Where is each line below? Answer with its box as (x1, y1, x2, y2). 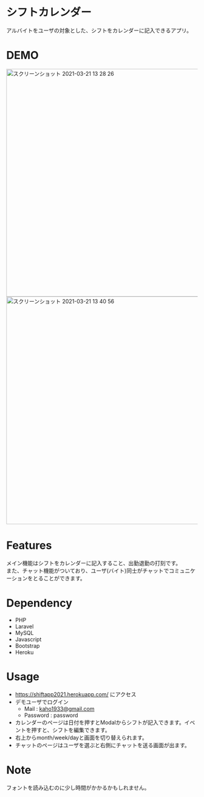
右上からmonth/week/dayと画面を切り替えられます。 (15, 734, 148, 741)
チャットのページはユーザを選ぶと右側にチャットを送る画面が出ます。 (15, 741, 190, 748)
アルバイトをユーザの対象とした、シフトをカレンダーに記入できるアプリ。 (6, 27, 192, 34)
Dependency (6, 596, 73, 610)
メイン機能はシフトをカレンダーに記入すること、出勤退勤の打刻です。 (6, 559, 182, 566)
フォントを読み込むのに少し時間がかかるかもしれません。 (6, 784, 150, 791)
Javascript (15, 636, 42, 643)
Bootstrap (15, 642, 40, 649)
